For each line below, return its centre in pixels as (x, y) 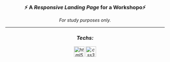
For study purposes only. (85, 20)
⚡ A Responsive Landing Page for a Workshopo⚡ (85, 7)
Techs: (85, 38)
